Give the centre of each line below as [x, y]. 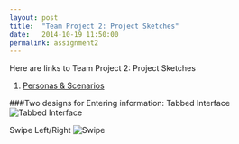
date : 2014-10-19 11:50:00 [64, 34]
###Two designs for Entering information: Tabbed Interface [120, 103]
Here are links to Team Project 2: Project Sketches [103, 68]
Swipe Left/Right [40, 130]
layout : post [34, 18]
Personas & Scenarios [64, 85]
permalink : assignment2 [54, 43]
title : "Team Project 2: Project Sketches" [94, 26]
